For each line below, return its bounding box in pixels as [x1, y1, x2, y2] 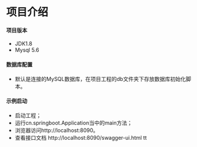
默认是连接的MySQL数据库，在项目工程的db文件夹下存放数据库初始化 [14, 75, 186, 82]
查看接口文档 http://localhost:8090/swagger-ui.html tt [14, 134, 147, 141]
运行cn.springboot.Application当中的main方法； [14, 119, 133, 126]
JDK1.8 [14, 40, 33, 48]
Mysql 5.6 [14, 46, 39, 54]
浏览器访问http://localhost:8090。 [14, 126, 98, 134]
